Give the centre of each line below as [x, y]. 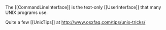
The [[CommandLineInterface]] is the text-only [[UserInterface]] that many [83, 7]
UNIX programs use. [27, 12]
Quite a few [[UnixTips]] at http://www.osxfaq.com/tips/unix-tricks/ [75, 22]
